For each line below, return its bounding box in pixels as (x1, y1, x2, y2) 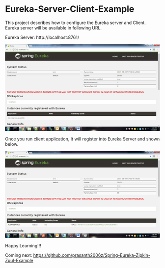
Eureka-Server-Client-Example (5, 3, 135, 15)
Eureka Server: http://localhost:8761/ (5, 34, 80, 40)
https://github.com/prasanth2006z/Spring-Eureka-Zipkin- (33, 252, 151, 258)
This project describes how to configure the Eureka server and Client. (5, 20, 146, 26)
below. (5, 141, 19, 147)
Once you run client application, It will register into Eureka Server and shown (5, 136, 160, 142)
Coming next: (5, 252, 32, 258)
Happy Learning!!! (5, 242, 42, 248)
